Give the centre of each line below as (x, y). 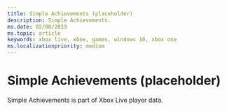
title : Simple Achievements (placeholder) (70, 14)
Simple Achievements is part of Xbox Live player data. (85, 100)
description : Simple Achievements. (59, 20)
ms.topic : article (34, 33)
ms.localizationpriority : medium (56, 46)
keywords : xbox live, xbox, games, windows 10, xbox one (92, 40)
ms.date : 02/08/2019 (37, 27)
